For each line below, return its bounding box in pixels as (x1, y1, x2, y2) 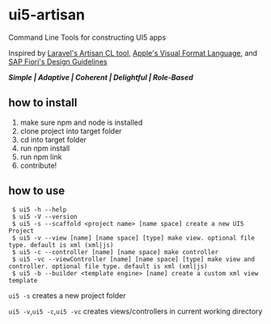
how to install (8, 96, 78, 110)
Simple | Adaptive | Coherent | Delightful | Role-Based (8, 72, 193, 82)
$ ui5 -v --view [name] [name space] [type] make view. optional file (11, 233, 255, 242)
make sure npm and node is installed (19, 117, 143, 127)
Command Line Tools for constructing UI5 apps (8, 32, 167, 42)
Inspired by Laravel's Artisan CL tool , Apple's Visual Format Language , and (8, 48, 257, 58)
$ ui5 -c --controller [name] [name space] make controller (11, 248, 219, 256)
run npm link (19, 151, 62, 161)
